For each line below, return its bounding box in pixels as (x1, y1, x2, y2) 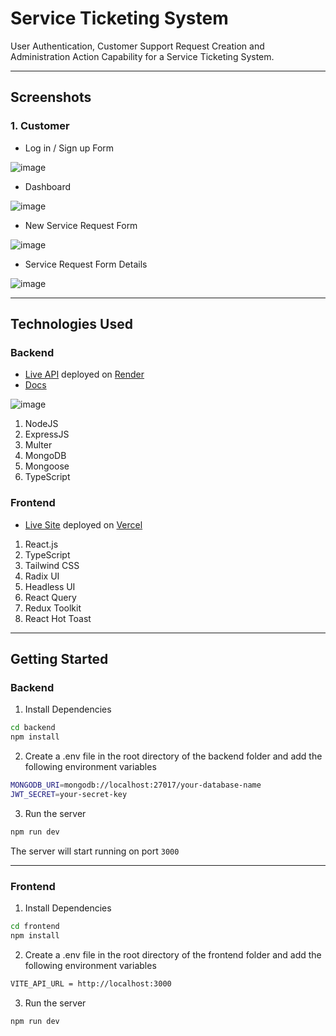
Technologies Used (10, 316, 133, 333)
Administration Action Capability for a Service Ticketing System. (10, 50, 275, 62)
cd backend (10, 723, 56, 733)
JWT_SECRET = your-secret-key (10, 789, 128, 799)
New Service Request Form (24, 219, 138, 231)
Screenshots (10, 89, 92, 106)
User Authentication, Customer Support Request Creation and (10, 40, 265, 52)
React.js (24, 538, 59, 550)
